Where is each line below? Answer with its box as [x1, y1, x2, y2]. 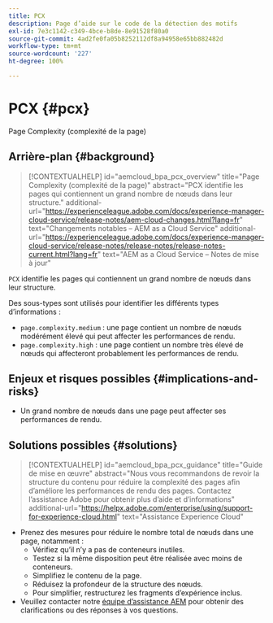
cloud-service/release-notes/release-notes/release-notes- [28, 241, 226, 251]
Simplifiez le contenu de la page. [32, 571, 142, 581]
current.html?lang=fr [28, 249, 98, 259]
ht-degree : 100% [8, 58, 63, 66]
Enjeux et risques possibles [8, 372, 151, 386]
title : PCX [8, 11, 45, 20]
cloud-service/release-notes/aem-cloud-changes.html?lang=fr [28, 215, 240, 224]
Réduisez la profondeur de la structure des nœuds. [32, 579, 203, 590]
